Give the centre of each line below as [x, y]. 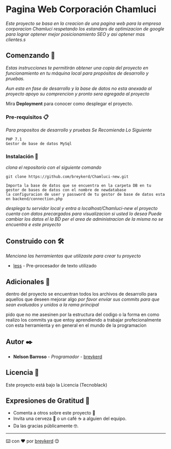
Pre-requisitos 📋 [27, 117]
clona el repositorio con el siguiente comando [54, 167]
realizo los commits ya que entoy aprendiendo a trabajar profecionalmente [83, 320]
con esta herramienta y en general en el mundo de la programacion [76, 325]
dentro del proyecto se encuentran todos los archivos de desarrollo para [81, 294]
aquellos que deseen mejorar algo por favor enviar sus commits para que [83, 299]
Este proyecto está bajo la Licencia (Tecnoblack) [57, 385]
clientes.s [16, 40]
